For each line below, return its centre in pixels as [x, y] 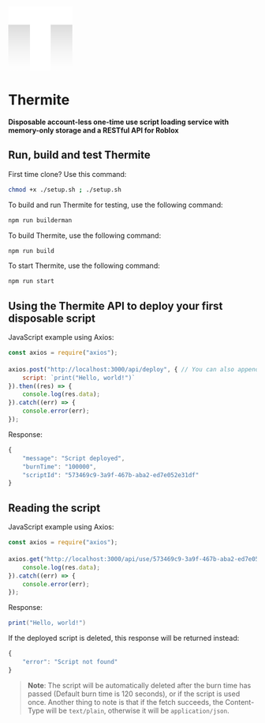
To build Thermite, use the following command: [85, 235]
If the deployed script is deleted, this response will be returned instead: [124, 638]
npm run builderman [40, 220]
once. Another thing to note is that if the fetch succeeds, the [125, 702]
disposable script [52, 318]
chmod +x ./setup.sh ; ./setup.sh [65, 190]
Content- [240, 702]
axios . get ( [26, 559]
